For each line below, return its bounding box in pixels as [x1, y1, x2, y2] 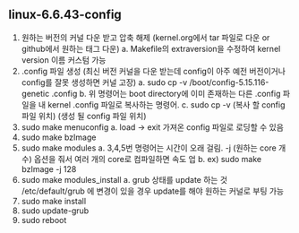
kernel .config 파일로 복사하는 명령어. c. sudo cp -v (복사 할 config [47, 99, 286, 110]
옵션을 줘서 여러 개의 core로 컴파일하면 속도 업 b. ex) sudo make [33, 153, 261, 164]
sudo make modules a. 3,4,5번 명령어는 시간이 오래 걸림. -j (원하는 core [21, 142, 277, 153]
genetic [21, 88, 50, 99]
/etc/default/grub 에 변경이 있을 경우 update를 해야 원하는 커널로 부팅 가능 [21, 186, 284, 196]
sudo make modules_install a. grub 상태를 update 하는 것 [21, 174, 228, 185]
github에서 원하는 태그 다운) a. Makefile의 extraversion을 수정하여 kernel [21, 43, 281, 54]
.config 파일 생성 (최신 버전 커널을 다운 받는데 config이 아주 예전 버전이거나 [21, 65, 286, 76]
